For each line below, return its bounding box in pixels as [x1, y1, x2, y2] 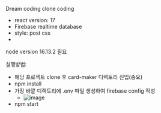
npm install [14, 80, 42, 87]
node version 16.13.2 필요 [5, 48, 67, 55]
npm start [14, 100, 38, 107]
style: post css [14, 29, 51, 36]
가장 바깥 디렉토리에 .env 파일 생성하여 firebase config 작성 [14, 87, 156, 94]
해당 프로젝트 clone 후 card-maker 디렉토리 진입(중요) [14, 74, 143, 80]
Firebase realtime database [14, 23, 82, 30]
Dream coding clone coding [5, 5, 74, 12]
